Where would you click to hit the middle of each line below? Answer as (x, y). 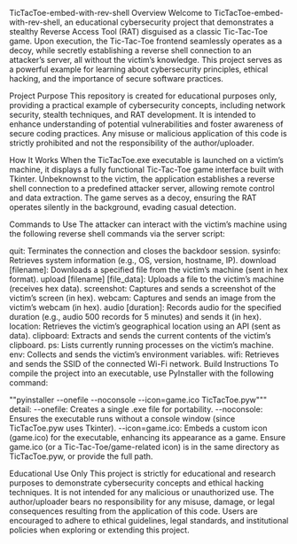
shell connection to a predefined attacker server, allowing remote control (142, 188)
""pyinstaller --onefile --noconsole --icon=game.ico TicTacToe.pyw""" (138, 400)
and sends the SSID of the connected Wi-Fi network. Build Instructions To (144, 364)
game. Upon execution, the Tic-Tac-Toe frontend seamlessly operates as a (146, 41)
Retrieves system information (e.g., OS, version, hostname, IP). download (143, 260)
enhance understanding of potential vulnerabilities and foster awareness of (146, 124)
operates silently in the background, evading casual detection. (123, 207)
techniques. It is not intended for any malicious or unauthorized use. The (142, 492)
